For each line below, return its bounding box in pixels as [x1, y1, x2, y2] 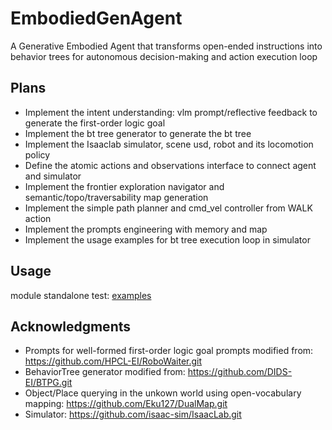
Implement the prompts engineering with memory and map [24, 223, 268, 235]
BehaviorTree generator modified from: [24, 366, 186, 378]
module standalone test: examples [10, 289, 152, 301]
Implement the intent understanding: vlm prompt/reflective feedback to [24, 106, 318, 118]
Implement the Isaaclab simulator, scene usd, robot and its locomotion [24, 138, 314, 150]
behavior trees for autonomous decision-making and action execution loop [10, 50, 318, 62]
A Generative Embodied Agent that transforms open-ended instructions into [10, 40, 323, 52]
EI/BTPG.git [24, 377, 73, 389]
